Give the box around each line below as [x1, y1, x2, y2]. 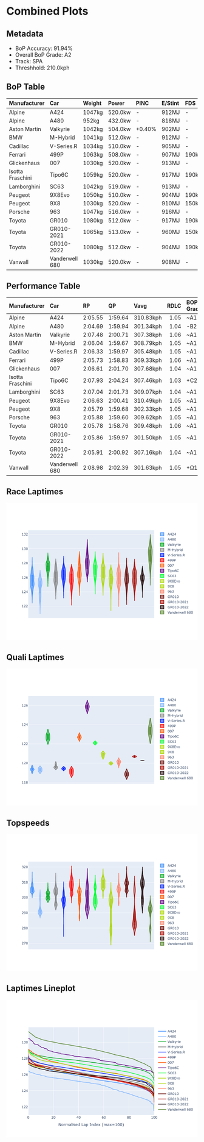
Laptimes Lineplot [6, 983, 76, 994]
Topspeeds [6, 818, 50, 828]
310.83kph [133, 314, 162, 321]
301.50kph [133, 434, 162, 441]
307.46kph [133, 377, 162, 384]
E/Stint [161, 99, 180, 107]
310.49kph [133, 397, 162, 404]
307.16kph [133, 449, 162, 456]
